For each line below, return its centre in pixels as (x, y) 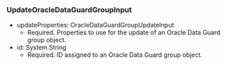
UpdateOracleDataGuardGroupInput (69, 10)
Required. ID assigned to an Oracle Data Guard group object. (115, 55)
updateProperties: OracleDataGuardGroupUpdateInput (95, 25)
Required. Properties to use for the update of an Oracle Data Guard (124, 32)
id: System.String (42, 48)
